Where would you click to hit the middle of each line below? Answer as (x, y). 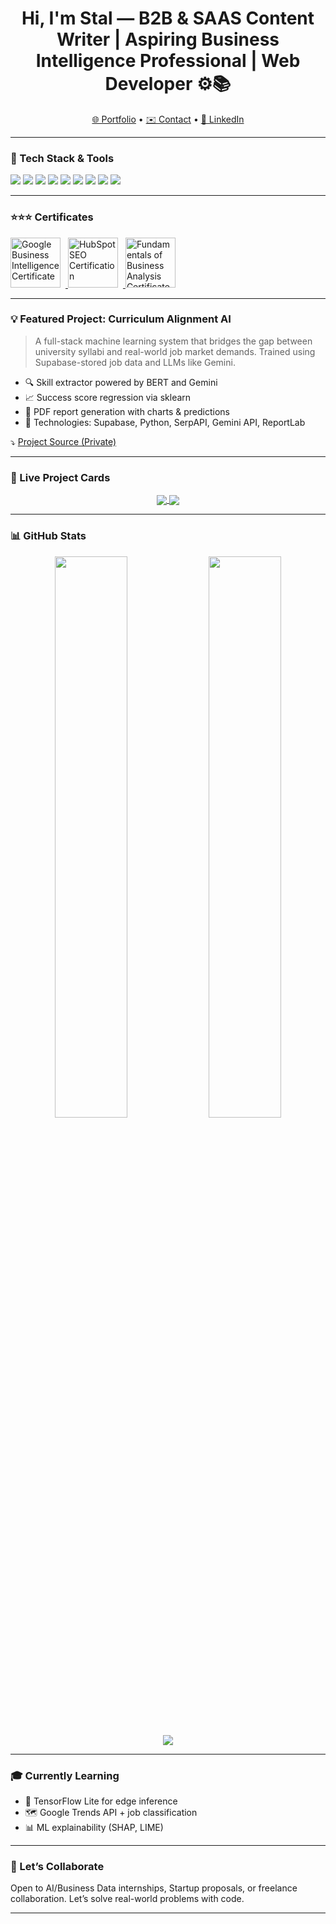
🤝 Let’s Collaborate (57, 1866)
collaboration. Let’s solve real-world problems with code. (127, 1899)
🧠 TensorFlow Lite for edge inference (101, 1801)
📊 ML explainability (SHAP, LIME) (94, 1827)
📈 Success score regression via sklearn (108, 397)
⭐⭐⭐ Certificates (52, 217)
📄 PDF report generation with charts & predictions (127, 411)
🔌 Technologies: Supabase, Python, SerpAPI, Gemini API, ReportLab (165, 422)
